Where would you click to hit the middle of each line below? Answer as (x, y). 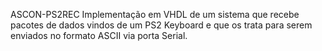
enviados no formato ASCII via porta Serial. (99, 35)
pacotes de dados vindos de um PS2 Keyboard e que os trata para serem (161, 25)
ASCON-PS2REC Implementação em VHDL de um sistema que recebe (155, 14)
